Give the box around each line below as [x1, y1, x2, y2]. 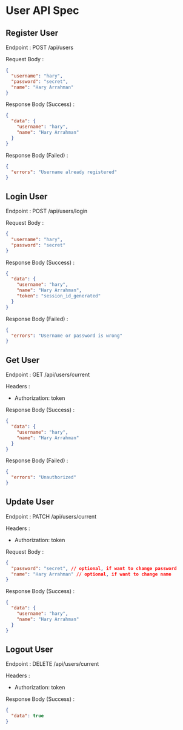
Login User [5, 191, 48, 202]
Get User [5, 355, 40, 365]
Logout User [5, 644, 53, 654]
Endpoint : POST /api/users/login [5, 207, 88, 215]
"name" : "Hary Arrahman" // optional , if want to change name [11, 571, 171, 577]
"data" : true [11, 713, 44, 719]
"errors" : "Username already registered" [11, 169, 118, 175]
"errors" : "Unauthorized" [11, 474, 77, 480]
